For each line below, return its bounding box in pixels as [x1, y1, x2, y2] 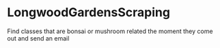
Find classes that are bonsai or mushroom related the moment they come [7, 27, 213, 35]
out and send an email [7, 34, 70, 42]
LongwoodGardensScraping [7, 5, 171, 20]
